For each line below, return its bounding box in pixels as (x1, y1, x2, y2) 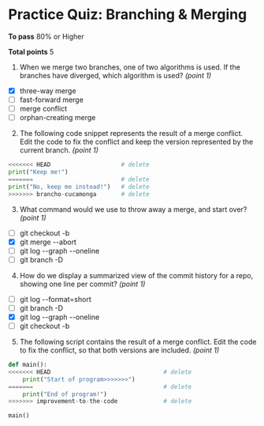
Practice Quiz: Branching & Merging (8, 6, 247, 24)
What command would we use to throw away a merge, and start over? (19, 204, 247, 214)
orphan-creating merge (19, 113, 96, 123)
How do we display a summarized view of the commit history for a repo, (19, 270, 254, 280)
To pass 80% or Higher (8, 32, 84, 41)
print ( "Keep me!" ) (8, 168, 69, 176)
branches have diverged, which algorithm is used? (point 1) (19, 70, 211, 80)
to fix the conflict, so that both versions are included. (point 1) (19, 345, 220, 355)
